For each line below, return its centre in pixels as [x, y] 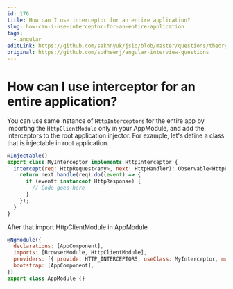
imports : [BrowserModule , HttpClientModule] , [80, 253]
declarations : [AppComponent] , [59, 246]
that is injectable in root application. [58, 142]
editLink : [21, 46]
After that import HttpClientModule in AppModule [77, 227]
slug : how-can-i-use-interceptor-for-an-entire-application [96, 26]
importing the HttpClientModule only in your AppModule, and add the [106, 128]
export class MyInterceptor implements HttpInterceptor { [93, 162]
